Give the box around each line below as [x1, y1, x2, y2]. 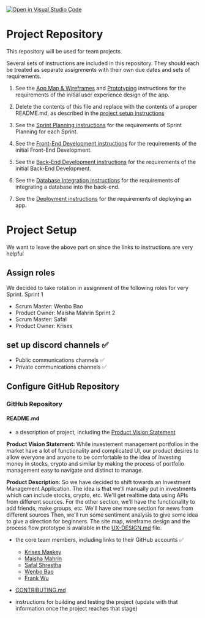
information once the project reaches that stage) [15, 605, 138, 612]
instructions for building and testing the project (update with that [15, 598, 179, 606]
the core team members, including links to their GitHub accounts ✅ [15, 536, 184, 544]
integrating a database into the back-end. [15, 183, 120, 190]
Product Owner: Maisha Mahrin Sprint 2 [15, 309, 116, 316]
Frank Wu [24, 574, 49, 582]
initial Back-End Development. [15, 165, 92, 172]
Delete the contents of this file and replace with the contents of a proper [15, 103, 198, 110]
